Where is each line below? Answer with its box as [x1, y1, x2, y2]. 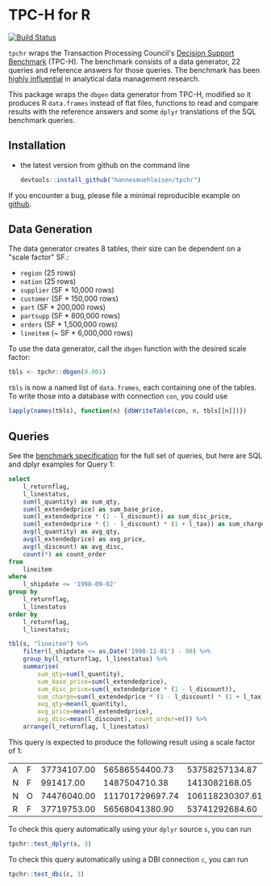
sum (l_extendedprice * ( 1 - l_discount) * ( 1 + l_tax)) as [23, 520, 226, 529]
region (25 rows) [19, 268, 77, 278]
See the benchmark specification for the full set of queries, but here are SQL [8, 451, 263, 460]
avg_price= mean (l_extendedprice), [37, 707, 153, 716]
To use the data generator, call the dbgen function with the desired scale [8, 344, 247, 353]
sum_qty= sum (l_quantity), [37, 669, 125, 678]
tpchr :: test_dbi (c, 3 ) [8, 870, 85, 878]
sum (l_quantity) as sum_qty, [23, 497, 121, 506]
